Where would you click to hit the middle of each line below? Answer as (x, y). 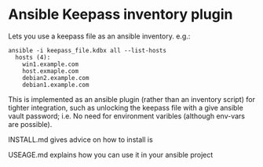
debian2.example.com (56, 78)
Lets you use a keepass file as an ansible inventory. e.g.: (99, 36)
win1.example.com (51, 64)
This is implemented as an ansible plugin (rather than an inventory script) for (131, 99)
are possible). (30, 124)
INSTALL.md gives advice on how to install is (80, 140)
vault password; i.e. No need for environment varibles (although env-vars (127, 116)
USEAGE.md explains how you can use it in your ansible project (111, 154)
